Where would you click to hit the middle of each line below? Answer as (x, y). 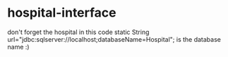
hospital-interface (62, 13)
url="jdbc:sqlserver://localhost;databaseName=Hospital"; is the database (114, 39)
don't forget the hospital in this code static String (78, 32)
